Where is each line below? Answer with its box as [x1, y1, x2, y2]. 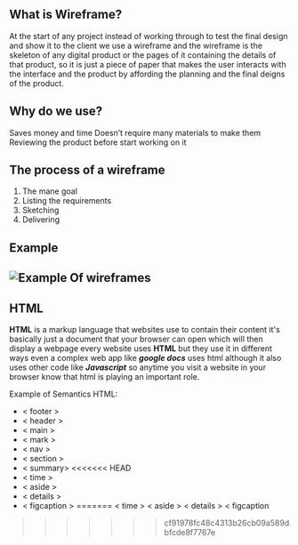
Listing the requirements [21, 196, 112, 206]
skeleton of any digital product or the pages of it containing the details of [9, 49, 277, 60]
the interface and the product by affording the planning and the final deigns [9, 68, 286, 79]
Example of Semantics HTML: [9, 389, 118, 399]
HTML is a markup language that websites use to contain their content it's [9, 325, 280, 335]
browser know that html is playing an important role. [9, 372, 200, 382]
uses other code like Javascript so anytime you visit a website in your [9, 362, 267, 373]
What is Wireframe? [9, 7, 123, 22]
